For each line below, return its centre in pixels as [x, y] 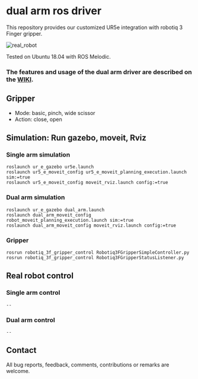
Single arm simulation [38, 154]
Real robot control [40, 276]
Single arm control [33, 293]
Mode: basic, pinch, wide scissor [55, 113]
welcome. [18, 371]
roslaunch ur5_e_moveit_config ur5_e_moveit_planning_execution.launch [96, 172]
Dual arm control [31, 320]
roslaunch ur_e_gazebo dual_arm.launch [55, 210]
